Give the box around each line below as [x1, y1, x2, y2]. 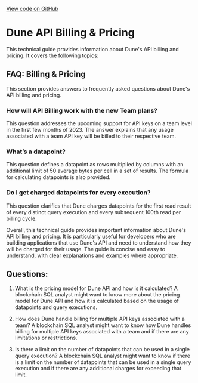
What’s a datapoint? [6, 147, 66, 156]
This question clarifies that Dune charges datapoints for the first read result [6, 202, 191, 209]
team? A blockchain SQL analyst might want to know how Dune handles [14, 322, 191, 329]
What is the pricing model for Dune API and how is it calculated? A [14, 285, 178, 292]
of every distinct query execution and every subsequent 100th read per [6, 208, 181, 215]
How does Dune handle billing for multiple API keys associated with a [14, 316, 185, 323]
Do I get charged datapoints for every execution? [6, 189, 151, 197]
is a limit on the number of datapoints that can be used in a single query [14, 359, 191, 366]
